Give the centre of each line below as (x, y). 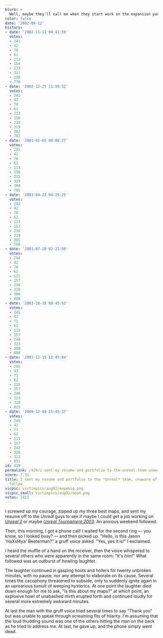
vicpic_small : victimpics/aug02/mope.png (48, 493)
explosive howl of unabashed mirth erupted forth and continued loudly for (79, 596)
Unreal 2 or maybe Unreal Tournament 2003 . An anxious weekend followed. (81, 522)
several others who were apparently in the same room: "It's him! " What (76, 556)
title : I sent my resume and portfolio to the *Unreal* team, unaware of (81, 479)
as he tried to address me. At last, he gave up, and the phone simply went (79, 626)
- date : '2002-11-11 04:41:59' (37, 32)
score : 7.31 (17, 475)
